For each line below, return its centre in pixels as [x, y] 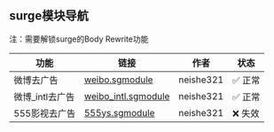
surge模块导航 [49, 16]
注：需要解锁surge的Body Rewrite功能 [79, 39]
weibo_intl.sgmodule [127, 96]
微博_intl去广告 [44, 97]
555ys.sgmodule [119, 113]
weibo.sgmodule [118, 80]
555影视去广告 [45, 113]
